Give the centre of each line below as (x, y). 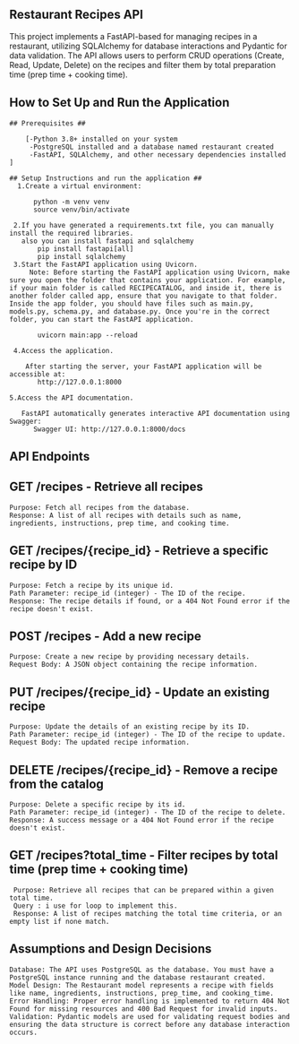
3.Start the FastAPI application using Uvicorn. (106, 264)
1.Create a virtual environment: (80, 186)
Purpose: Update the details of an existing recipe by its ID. (130, 727)
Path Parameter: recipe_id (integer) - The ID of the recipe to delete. (148, 813)
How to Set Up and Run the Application (120, 103)
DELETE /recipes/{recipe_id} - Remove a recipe (144, 770)
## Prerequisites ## (48, 123)
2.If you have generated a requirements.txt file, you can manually (144, 225)
